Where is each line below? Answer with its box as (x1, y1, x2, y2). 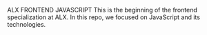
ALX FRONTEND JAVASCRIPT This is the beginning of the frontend (7, 6, 198, 14)
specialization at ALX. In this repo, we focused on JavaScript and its (7, 13, 200, 21)
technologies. (7, 21, 46, 28)
